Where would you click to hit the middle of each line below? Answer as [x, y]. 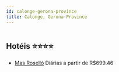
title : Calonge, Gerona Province [47, 17]
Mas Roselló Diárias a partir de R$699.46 [64, 63]
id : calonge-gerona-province [41, 11]
